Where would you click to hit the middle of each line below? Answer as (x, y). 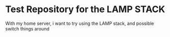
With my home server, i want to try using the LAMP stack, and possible (80, 23)
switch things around (27, 28)
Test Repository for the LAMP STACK (85, 9)
